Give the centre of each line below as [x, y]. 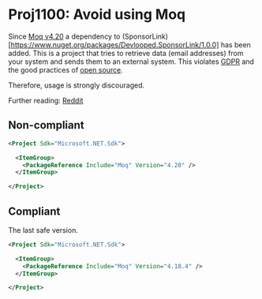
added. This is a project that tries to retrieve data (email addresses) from [126, 53]
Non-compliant [46, 125]
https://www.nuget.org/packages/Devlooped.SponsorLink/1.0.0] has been [131, 44]
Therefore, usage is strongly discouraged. [76, 85]
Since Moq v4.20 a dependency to [64, 36]
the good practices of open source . [66, 69]
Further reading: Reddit [46, 100]
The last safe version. [43, 230]
